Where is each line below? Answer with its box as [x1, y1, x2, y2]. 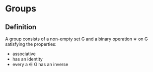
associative [12, 51, 36, 57]
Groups [5, 3, 36, 14]
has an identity [12, 56, 43, 62]
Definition [5, 23, 36, 31]
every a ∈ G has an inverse [12, 62, 69, 67]
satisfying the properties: [5, 41, 57, 47]
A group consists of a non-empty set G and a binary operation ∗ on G [5, 36, 148, 42]
